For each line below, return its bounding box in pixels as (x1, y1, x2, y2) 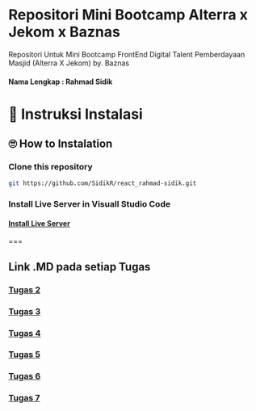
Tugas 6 (8, 371, 41, 382)
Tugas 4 (8, 327, 41, 338)
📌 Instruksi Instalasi (8, 105, 143, 123)
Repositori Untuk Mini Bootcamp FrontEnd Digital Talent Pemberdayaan (8, 49, 246, 59)
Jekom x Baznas (8, 23, 121, 41)
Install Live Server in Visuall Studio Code (8, 199, 171, 210)
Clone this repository (8, 161, 93, 173)
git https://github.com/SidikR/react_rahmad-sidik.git (8, 179, 197, 187)
